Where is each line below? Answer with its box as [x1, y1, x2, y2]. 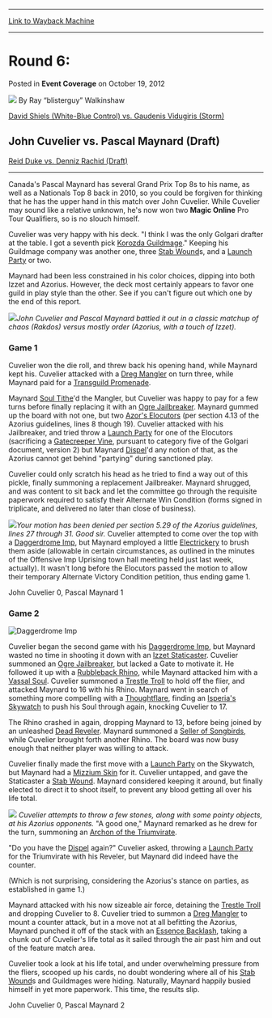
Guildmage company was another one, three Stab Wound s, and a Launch [8, 246, 253, 256]
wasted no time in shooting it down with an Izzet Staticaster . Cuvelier [8, 651, 239, 660]
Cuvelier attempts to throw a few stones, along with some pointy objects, [18, 810, 263, 820]
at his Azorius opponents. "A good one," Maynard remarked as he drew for [8, 819, 257, 829]
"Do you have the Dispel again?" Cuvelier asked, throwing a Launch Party [8, 843, 253, 853]
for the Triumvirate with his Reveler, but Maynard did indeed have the [8, 851, 239, 862]
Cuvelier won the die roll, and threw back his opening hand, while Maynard [8, 361, 257, 371]
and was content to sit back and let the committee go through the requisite [8, 486, 257, 496]
